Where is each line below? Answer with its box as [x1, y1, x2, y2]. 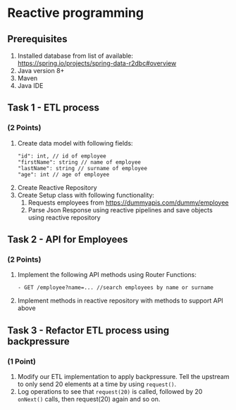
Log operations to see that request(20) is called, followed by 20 [17, 387, 203, 396]
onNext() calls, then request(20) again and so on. [17, 395, 161, 404]
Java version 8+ [17, 67, 65, 75]
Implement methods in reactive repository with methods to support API [17, 297, 223, 305]
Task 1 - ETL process [7, 102, 100, 114]
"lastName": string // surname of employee [17, 165, 148, 172]
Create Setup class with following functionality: [17, 191, 155, 199]
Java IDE [17, 82, 44, 89]
